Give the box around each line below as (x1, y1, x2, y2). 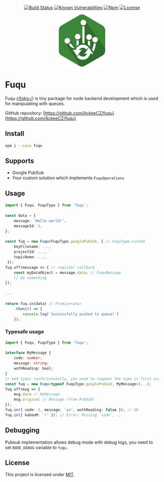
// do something (14, 275, 47, 280)
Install (5, 130, 24, 138)
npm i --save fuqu (5, 143, 42, 148)
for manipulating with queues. (5, 101, 65, 107)
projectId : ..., (14, 249, 47, 255)
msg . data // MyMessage (14, 392, 60, 397)
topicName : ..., (14, 255, 47, 260)
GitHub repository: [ (5, 110, 45, 116)
